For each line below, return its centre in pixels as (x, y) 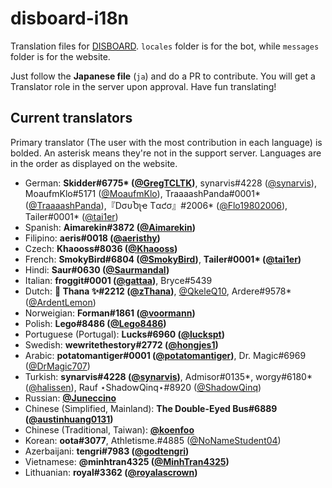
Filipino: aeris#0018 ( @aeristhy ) (92, 238)
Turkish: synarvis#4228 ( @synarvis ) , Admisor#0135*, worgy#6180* (168, 376)
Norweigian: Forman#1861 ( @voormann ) (110, 313)
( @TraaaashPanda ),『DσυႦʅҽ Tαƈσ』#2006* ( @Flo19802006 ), (156, 205)
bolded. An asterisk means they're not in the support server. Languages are (166, 153)
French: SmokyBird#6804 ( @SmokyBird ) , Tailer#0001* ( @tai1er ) (163, 259)
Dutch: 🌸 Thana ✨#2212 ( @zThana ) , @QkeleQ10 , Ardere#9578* (158, 291)
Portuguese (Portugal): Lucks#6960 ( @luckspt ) (124, 334)
